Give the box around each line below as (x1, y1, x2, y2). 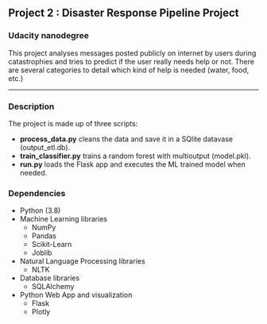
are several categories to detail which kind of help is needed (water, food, (8, 65, 250, 75)
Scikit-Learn (31, 240, 72, 249)
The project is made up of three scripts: (8, 118, 138, 128)
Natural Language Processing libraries (19, 256, 145, 266)
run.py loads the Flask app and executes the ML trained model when (19, 159, 246, 169)
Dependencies (8, 187, 66, 199)
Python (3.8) (19, 206, 61, 215)
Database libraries (19, 273, 80, 283)
